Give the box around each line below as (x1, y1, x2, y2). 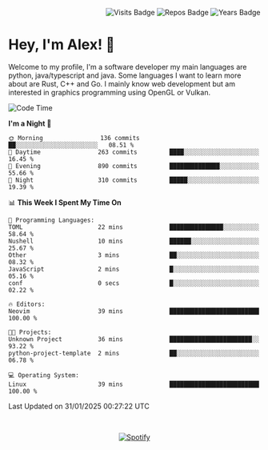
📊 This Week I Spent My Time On (8, 197, 122, 207)
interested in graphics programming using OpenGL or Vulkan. (8, 87, 210, 97)
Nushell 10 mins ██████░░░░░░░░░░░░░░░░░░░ (8, 237, 260, 245)
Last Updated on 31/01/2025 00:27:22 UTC (8, 401, 150, 411)
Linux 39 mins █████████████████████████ (8, 380, 260, 388)
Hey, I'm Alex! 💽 (8, 36, 115, 54)
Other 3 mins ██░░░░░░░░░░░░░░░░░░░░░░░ (8, 251, 260, 259)
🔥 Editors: (8, 300, 46, 308)
